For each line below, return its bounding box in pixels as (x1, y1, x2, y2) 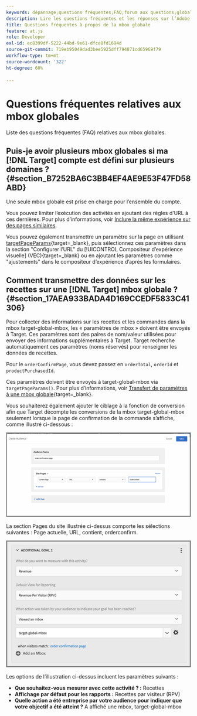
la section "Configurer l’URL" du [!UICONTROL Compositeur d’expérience (6, 246, 184, 253)
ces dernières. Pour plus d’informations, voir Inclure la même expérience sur (6, 216, 191, 223)
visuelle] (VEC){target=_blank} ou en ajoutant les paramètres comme (6, 252, 173, 259)
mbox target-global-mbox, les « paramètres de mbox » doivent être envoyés (6, 324, 191, 331)
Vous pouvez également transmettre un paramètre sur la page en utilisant (6, 233, 184, 240)
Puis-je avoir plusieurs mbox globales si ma (6, 146, 168, 156)
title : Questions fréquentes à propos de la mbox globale (6, 22, 151, 28)
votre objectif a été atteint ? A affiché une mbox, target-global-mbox (14, 703, 182, 710)
